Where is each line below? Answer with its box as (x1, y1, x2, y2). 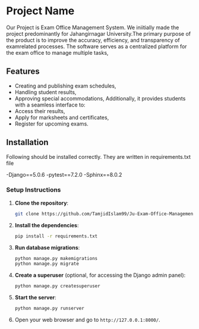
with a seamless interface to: (14, 101, 86, 108)
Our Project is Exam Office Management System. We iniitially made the (6, 24, 179, 31)
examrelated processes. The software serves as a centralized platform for (6, 43, 187, 50)
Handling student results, (14, 88, 77, 96)
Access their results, (14, 107, 65, 114)
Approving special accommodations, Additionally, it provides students (14, 95, 186, 102)
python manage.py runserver (14, 305, 84, 312)
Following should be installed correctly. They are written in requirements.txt (6, 153, 191, 160)
